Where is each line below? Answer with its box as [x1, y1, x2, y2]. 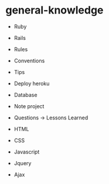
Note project [13, 102, 45, 109]
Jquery [13, 159, 32, 166]
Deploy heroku [13, 80, 50, 87]
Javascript [13, 148, 40, 155]
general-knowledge [5, 4, 104, 17]
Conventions [13, 57, 45, 64]
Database [13, 91, 38, 98]
